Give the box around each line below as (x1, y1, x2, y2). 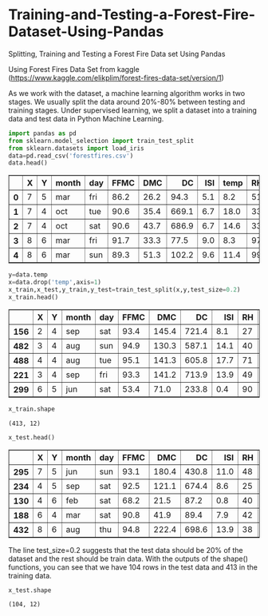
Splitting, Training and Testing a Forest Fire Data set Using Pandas (8, 49, 226, 58)
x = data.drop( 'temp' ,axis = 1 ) (8, 278, 102, 287)
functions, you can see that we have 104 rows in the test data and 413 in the (8, 562, 258, 572)
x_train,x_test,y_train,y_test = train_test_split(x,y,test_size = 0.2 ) (8, 286, 241, 294)
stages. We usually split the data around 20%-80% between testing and (8, 97, 246, 106)
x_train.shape (8, 405, 56, 413)
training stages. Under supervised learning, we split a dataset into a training (8, 105, 258, 115)
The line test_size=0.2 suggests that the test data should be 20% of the (8, 545, 243, 554)
